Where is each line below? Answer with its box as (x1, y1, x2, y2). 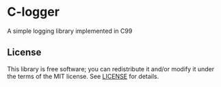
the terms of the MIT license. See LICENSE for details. (7, 72, 159, 80)
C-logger (7, 4, 60, 20)
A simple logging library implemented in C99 (7, 27, 133, 35)
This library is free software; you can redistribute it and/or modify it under (7, 64, 215, 73)
